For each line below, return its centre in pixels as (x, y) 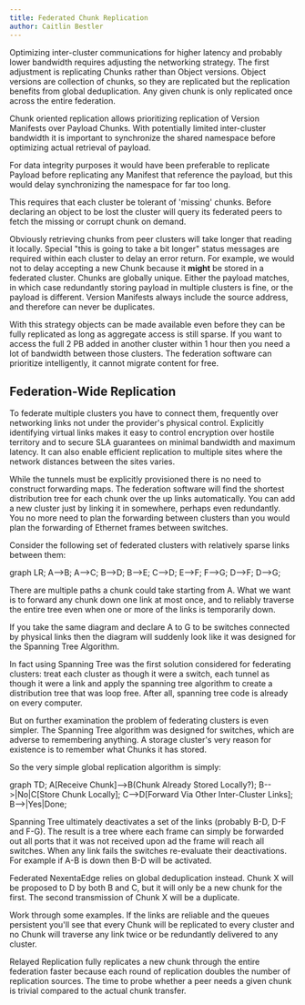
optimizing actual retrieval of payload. (81, 147)
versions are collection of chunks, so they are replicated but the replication (150, 81)
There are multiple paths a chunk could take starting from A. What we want (150, 590)
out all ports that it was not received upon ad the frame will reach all (137, 841)
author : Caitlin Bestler (56, 26)
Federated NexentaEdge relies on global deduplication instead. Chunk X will (152, 878)
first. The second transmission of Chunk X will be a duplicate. (125, 898)
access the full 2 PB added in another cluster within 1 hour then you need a (150, 343)
